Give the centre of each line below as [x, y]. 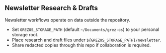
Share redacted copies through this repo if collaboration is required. [81, 45]
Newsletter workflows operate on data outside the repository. [67, 20]
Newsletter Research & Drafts [51, 8]
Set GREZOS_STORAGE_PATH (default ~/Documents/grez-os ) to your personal [85, 29]
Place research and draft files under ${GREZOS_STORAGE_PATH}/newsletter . [86, 40]
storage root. [25, 34]
